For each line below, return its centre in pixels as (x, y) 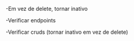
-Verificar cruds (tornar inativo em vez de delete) (67, 32)
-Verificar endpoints (31, 20)
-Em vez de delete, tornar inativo (47, 9)
